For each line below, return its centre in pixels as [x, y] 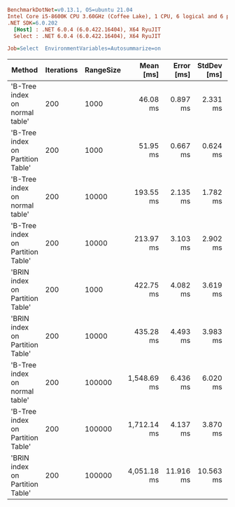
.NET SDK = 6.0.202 [33, 23]
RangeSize [103, 70]
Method [25, 70]
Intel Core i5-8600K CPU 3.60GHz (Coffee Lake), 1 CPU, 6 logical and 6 [115, 16]
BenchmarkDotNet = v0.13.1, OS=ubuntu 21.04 [70, 10]
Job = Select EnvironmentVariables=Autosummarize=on [84, 49]
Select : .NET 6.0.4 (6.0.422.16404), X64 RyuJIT [87, 36]
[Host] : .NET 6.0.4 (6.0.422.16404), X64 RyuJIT [87, 29]
